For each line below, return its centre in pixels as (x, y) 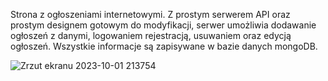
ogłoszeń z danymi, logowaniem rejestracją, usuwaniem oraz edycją (151, 35)
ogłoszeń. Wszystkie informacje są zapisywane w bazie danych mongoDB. (164, 46)
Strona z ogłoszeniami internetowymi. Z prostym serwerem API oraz (150, 14)
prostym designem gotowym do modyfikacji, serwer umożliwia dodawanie (163, 25)
